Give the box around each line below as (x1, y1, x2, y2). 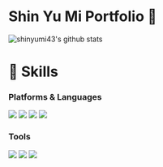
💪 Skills (8, 62, 59, 81)
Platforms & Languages (8, 92, 102, 103)
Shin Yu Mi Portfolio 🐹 (8, 7, 157, 26)
